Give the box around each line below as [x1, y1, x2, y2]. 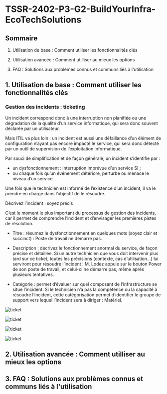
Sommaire [5, 34, 38, 42]
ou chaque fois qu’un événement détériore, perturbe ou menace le [12, 170, 150, 176]
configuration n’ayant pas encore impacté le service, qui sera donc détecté [5, 140, 160, 146]
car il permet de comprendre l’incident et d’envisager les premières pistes [5, 215, 157, 221]
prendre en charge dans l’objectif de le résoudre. [5, 190, 106, 196]
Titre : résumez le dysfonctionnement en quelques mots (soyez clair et [12, 230, 158, 236]
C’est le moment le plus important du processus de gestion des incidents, [5, 210, 156, 216]
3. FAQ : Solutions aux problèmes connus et [5, 375, 144, 383]
